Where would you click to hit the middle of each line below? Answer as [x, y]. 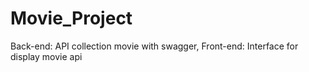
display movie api [46, 56]
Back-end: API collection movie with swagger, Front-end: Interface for [154, 46]
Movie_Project [71, 18]
